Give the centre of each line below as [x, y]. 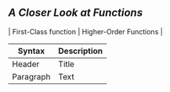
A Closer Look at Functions [76, 13]
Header [26, 64]
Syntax [31, 51]
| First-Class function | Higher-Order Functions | [85, 31]
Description [81, 51]
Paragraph [31, 76]
